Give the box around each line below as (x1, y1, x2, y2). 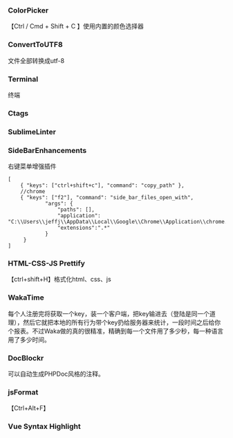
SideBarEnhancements (8, 145, 87, 155)
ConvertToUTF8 (8, 40, 63, 50)
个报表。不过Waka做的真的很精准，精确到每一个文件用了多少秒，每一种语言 (8, 327, 224, 335)
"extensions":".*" (57, 224, 111, 232)
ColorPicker (8, 6, 49, 15)
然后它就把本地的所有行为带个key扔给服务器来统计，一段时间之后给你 (22, 318, 221, 327)
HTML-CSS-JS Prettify (8, 258, 85, 268)
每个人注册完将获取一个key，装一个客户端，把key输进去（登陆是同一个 (8, 309, 210, 318)
